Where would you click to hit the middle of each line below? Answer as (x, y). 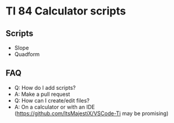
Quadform (27, 54)
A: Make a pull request (42, 94)
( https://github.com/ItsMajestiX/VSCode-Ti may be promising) (92, 113)
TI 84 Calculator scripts (66, 11)
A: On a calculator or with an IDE (54, 107)
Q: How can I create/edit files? (52, 100)
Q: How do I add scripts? (45, 87)
